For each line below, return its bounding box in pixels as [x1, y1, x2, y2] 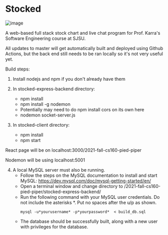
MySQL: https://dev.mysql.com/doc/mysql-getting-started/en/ [20, 177, 151, 184]
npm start [20, 137, 41, 143]
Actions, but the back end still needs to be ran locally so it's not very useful [5, 51, 163, 57]
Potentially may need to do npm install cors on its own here [20, 106, 145, 112]
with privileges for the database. [20, 223, 88, 230]
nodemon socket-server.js [20, 112, 75, 118]
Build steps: [5, 66, 30, 72]
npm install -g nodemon [20, 101, 71, 107]
